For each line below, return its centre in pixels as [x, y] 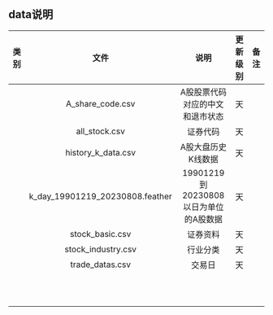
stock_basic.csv [101, 234]
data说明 [31, 15]
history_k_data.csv [101, 152]
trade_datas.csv [101, 265]
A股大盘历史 [204, 147]
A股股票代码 [204, 92]
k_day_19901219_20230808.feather [100, 196]
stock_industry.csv [100, 249]
